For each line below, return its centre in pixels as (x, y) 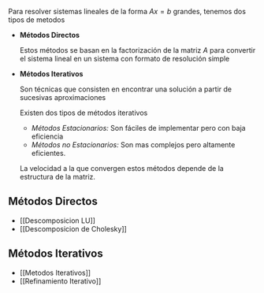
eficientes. (48, 153)
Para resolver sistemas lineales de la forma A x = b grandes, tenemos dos (127, 11)
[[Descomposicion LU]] (58, 221)
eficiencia (47, 136)
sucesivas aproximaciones (63, 97)
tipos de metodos (37, 20)
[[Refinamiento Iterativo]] (60, 281)
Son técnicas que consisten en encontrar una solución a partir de (126, 89)
